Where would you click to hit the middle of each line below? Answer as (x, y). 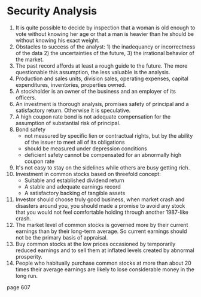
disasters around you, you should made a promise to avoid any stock (100, 205)
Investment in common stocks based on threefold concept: (88, 174)
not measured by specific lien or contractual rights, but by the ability (109, 135)
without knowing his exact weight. (57, 40)
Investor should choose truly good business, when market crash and (100, 199)
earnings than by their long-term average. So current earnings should (101, 231)
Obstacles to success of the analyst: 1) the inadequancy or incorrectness (105, 47)
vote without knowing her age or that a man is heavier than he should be (104, 34)
